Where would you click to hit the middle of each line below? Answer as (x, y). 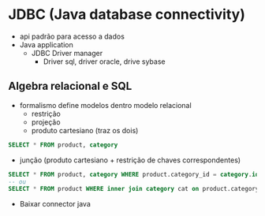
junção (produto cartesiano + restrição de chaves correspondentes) (130, 160)
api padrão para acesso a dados (72, 36)
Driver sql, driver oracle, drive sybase (104, 61)
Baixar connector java (55, 204)
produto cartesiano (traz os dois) (85, 130)
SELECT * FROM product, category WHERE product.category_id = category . (130, 174)
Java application (46, 44)
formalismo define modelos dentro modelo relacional (105, 105)
